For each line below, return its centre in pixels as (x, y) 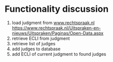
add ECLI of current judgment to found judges (59, 54)
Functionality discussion (57, 9)
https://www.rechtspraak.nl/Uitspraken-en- (56, 28)
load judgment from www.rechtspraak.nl (53, 23)
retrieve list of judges (34, 43)
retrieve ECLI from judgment (41, 38)
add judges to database (36, 49)
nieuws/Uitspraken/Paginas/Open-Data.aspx (58, 33)
